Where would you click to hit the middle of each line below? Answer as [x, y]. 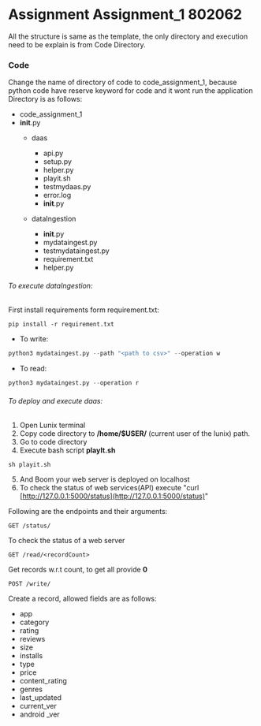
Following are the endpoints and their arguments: [88, 512]
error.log [57, 195]
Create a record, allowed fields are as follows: [82, 599]
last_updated [40, 698]
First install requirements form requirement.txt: [84, 310]
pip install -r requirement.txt [61, 325]
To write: [34, 339]
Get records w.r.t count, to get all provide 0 [78, 570]
